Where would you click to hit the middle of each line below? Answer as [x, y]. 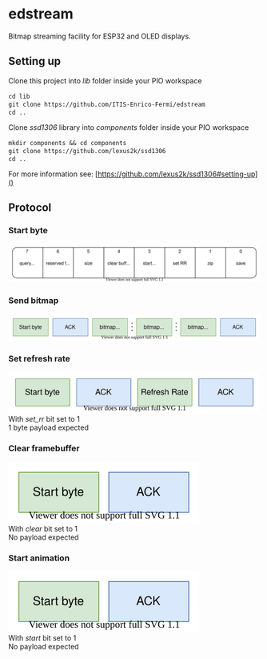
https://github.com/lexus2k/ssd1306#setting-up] [177, 174]
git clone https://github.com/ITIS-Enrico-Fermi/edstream [107, 104]
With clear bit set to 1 [43, 528]
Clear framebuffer [44, 448]
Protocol [30, 208]
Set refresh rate [39, 359]
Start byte [28, 231]
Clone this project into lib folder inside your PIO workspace [105, 80]
